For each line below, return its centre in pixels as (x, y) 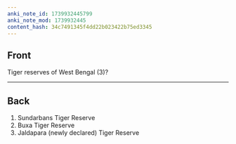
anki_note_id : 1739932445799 (50, 14)
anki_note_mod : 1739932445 (47, 20)
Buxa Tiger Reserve (46, 125)
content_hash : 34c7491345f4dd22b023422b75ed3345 (80, 27)
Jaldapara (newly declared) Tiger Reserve (78, 133)
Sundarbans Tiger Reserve (56, 118)
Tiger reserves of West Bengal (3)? (58, 72)
